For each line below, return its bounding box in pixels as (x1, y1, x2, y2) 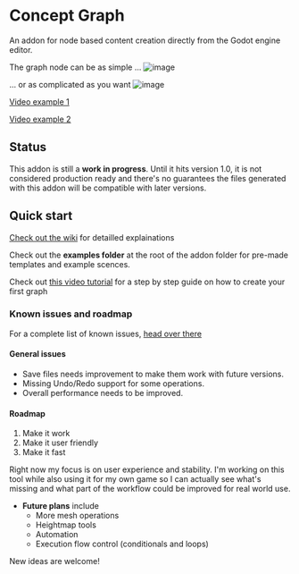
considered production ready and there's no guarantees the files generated (9, 173, 287, 183)
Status (9, 139, 47, 155)
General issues (9, 349, 67, 359)
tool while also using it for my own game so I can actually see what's (9, 474, 262, 485)
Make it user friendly (21, 437, 99, 448)
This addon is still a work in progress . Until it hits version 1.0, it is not (9, 163, 262, 174)
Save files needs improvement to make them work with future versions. (21, 368, 284, 380)
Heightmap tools (35, 519, 96, 530)
